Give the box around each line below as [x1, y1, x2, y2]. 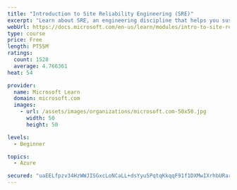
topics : [7, 153, 30, 160]
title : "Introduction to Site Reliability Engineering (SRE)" [7, 10, 194, 18]
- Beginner [13, 140, 46, 148]
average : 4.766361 [13, 63, 68, 70]
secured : [7, 172, 33, 179]
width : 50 [25, 115, 55, 122]
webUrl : [7, 23, 30, 30]
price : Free [7, 37, 42, 44]
